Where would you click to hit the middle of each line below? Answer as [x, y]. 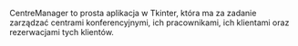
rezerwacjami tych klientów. [62, 32]
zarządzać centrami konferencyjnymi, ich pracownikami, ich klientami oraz [149, 23]
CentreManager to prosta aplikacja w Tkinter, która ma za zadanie [133, 13]
